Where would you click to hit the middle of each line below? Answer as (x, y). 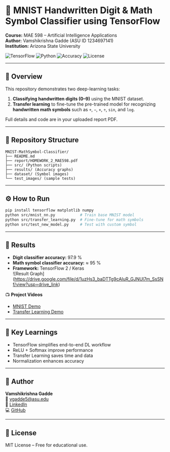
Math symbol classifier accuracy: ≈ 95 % (57, 263)
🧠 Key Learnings (32, 332)
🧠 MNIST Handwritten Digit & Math (79, 10)
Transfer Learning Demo (38, 311)
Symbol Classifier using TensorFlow (83, 21)
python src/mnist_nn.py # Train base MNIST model (70, 215)
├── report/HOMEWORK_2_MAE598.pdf (42, 160)
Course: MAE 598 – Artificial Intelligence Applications (61, 35)
